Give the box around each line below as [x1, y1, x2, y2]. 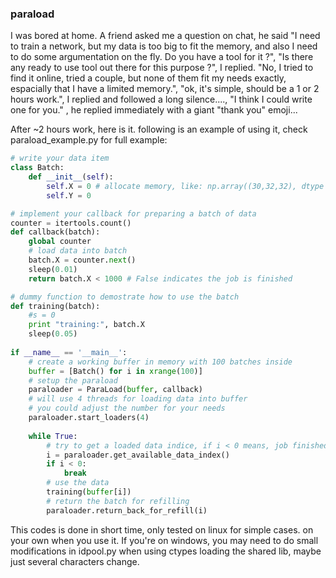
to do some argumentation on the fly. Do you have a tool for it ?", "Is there [10, 51, 314, 63]
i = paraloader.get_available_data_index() [46, 450, 230, 460]
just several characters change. [10, 555, 140, 567]
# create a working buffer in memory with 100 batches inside [28, 357, 293, 367]
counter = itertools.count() [10, 218, 132, 228]
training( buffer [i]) [46, 487, 132, 497]
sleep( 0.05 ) [28, 329, 78, 339]
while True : [28, 431, 78, 441]
